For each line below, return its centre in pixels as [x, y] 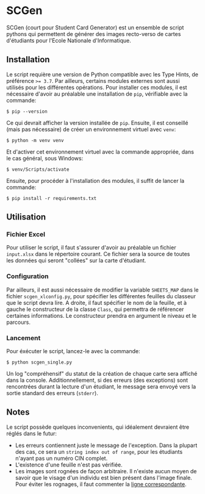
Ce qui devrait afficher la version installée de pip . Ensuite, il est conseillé [97, 123]
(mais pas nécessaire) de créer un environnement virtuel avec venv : [91, 129]
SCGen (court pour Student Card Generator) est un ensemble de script [95, 27]
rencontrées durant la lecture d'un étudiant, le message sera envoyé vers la [101, 387]
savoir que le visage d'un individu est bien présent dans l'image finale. [103, 478]
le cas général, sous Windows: [45, 158]
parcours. [18, 322]
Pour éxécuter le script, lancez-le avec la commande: [73, 351]
